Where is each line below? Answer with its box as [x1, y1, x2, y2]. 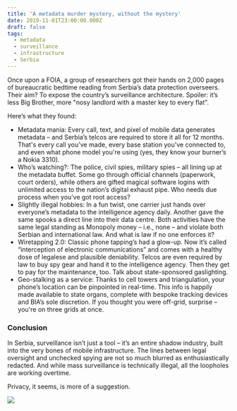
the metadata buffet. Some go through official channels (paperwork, [17, 170, 216, 178]
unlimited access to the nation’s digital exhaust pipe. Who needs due [17, 185, 217, 194]
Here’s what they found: [7, 111, 77, 120]
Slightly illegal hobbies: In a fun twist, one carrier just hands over [17, 200, 206, 209]
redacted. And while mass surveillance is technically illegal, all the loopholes [7, 361, 229, 370]
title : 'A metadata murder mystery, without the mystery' [7, 10, 181, 18]
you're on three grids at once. [17, 305, 104, 314]
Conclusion [7, 322, 48, 332]
